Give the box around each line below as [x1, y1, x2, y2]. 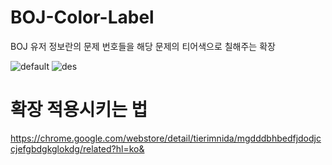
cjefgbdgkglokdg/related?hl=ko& [10, 142, 145, 155]
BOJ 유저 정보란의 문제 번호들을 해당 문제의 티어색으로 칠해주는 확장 [10, 40, 276, 52]
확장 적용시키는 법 [10, 99, 148, 121]
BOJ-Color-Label [10, 6, 155, 29]
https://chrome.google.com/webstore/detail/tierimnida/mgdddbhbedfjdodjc [10, 132, 322, 144]
